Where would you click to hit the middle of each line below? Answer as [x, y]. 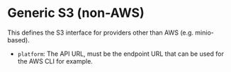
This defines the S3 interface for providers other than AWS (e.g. [100, 32]
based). [18, 40]
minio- [204, 32]
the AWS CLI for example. [55, 61]
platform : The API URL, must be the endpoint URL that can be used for [121, 54]
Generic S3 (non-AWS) [76, 13]
